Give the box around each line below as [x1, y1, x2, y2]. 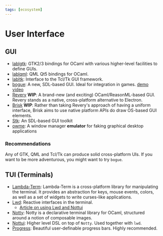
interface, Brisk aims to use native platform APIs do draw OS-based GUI [12, 107, 157, 113]
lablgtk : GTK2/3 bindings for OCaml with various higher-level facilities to [12, 61, 158, 66]
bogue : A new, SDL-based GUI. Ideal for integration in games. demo [12, 81, 149, 87]
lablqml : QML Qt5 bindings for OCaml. [12, 71, 89, 77]
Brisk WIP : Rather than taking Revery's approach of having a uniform [12, 102, 151, 108]
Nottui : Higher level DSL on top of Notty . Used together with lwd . [12, 220, 142, 226]
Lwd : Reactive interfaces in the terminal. [12, 199, 94, 205]
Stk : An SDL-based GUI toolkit [12, 118, 73, 124]
